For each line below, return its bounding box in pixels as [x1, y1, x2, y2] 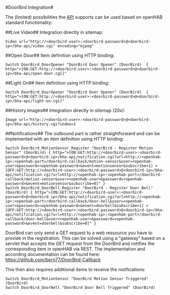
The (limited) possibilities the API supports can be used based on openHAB [5, 14, 163, 20]
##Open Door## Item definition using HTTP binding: [5, 53, 115, 58]
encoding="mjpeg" [57, 44, 94, 49]
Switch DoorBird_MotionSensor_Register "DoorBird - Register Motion [5, 146, 153, 151]
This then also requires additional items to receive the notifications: [5, 267, 146, 272]
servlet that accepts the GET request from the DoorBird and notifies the [5, 240, 155, 246]
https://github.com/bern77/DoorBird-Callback [5, 257, 101, 263]
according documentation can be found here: [5, 251, 100, 257]
